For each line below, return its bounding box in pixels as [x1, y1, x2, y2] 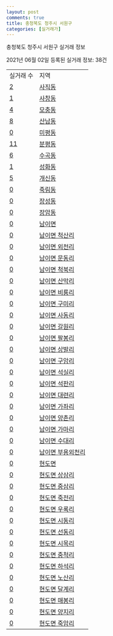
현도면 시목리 [39, 539, 74, 548]
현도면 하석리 [39, 562, 74, 571]
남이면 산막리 [39, 277, 74, 285]
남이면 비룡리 [39, 288, 74, 297]
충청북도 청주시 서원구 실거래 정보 [6, 43, 86, 51]
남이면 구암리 [39, 357, 74, 365]
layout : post [6, 9, 39, 15]
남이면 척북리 [39, 265, 74, 274]
